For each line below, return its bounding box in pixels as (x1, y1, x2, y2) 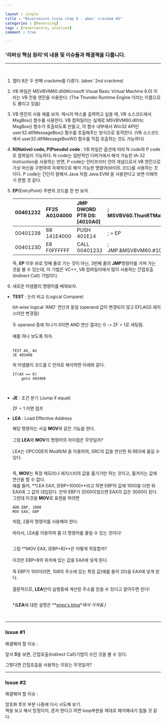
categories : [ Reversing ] (5, 21, 58, 26)
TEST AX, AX (12, 348, 37, 353)
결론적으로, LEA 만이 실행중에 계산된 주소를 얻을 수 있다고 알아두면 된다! (12, 586, 150, 592)
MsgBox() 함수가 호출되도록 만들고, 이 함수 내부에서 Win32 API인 (12, 124, 139, 129)
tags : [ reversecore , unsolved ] (5, 25, 72, 30)
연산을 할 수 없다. (12, 476, 45, 482)
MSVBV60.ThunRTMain (107, 212, 165, 219)
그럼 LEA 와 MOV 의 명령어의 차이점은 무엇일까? (12, 437, 104, 443)
